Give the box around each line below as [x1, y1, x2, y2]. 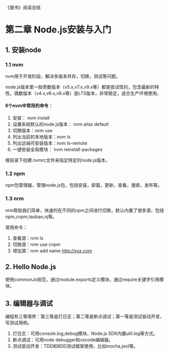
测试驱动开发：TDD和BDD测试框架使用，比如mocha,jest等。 [12, 343, 138, 349]
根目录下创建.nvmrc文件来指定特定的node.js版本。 [5, 157, 110, 163]
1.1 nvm [5, 61, 24, 68]
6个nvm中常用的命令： [5, 103, 53, 109]
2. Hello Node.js [5, 263, 57, 271]
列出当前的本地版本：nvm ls [12, 134, 71, 140]
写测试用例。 [5, 320, 32, 326]
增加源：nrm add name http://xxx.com [12, 247, 92, 254]
